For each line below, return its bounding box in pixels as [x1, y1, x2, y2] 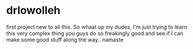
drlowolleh [6, 4, 61, 17]
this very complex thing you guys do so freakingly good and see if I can [6, 29, 183, 36]
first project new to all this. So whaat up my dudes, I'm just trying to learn [6, 23, 188, 30]
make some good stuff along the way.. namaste [6, 36, 124, 43]
